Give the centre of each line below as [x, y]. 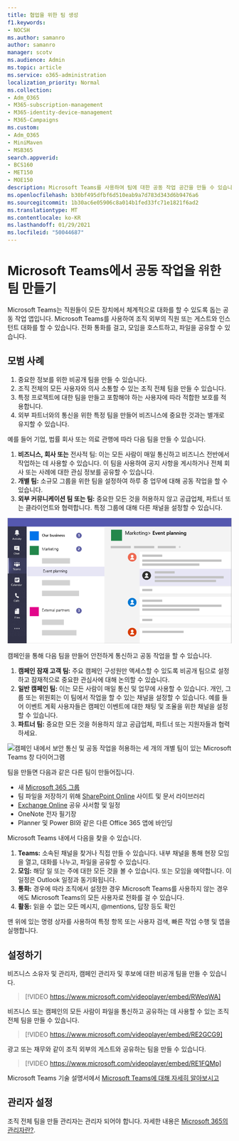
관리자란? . [21, 1130]
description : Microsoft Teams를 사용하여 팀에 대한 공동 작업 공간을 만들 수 [111, 188]
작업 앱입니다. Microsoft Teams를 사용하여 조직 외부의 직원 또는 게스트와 [116, 318]
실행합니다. [23, 930]
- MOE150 [20, 180]
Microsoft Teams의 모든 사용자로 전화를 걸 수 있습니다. [108, 898]
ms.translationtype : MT [43, 210]
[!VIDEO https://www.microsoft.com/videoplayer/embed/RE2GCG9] [123, 1034]
